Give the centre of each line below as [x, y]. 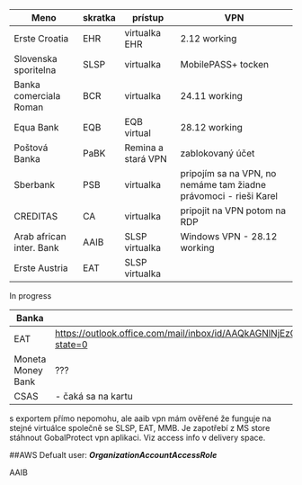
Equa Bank [36, 127]
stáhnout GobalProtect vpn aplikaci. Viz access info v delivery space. [138, 437]
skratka [99, 18]
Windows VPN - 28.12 [229, 236]
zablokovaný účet [218, 153]
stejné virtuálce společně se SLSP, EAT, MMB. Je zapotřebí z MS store [140, 428]
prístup [148, 18]
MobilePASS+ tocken [225, 64]
